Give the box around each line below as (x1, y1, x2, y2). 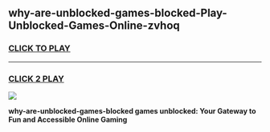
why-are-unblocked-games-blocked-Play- (8, 6, 227, 20)
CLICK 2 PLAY (8, 73, 64, 84)
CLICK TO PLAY (8, 43, 71, 54)
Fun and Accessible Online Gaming (8, 114, 128, 124)
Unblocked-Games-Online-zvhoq (8, 19, 181, 33)
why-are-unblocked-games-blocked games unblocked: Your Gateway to (8, 106, 256, 115)
